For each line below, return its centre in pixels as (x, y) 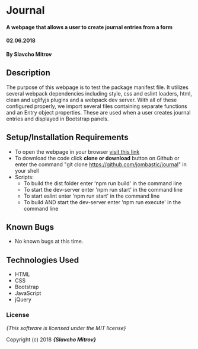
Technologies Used (42, 260)
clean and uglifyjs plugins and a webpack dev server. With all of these (92, 100)
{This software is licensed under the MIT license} (66, 328)
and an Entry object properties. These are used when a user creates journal (98, 112)
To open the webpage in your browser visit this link (77, 151)
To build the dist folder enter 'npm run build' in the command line (103, 183)
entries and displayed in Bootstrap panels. (58, 119)
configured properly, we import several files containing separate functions (97, 106)
